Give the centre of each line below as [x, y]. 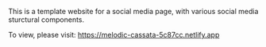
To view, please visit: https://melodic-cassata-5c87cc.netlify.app [114, 35]
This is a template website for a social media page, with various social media [133, 11]
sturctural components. [46, 20]
